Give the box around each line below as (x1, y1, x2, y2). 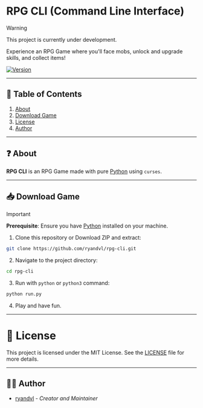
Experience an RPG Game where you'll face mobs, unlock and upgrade (6, 47, 183, 55)
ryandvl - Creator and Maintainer (14, 395, 98, 402)
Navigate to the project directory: (14, 257, 98, 264)
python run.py (6, 291, 42, 297)
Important (6, 211, 31, 218)
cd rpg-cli (6, 268, 34, 275)
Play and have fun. (14, 302, 62, 309)
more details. (6, 355, 39, 363)
